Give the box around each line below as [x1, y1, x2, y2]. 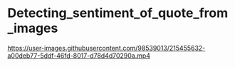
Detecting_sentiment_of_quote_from [7, 5, 229, 21]
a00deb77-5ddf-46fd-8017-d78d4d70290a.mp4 [7, 51, 151, 60]
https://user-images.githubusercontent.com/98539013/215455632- [7, 43, 206, 52]
